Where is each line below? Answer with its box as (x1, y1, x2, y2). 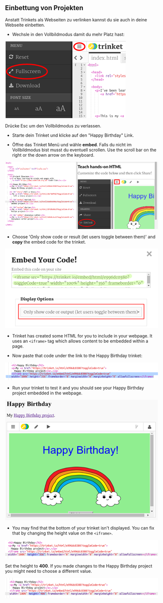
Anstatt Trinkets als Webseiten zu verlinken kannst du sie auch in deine (5, 17, 147, 22)
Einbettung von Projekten (5, 4, 83, 12)
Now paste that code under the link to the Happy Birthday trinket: (12, 353, 143, 358)
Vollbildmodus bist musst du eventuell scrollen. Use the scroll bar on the (12, 147, 157, 153)
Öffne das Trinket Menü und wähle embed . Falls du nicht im (12, 142, 132, 147)
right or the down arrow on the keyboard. (12, 152, 95, 158)
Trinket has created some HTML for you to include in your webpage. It (12, 333, 153, 338)
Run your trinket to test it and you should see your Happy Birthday (12, 385, 144, 390)
